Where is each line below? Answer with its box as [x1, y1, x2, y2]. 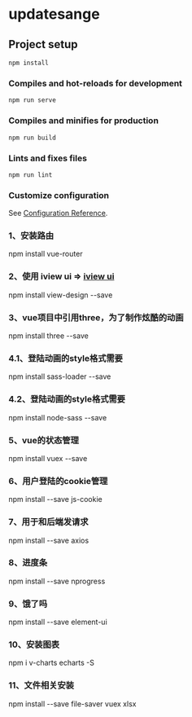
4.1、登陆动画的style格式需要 [8, 353, 124, 363]
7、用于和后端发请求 [8, 517, 89, 528]
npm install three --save [8, 331, 89, 341]
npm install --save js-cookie [8, 495, 103, 504]
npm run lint [8, 170, 53, 179]
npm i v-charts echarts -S [8, 658, 95, 668]
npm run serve [8, 96, 57, 104]
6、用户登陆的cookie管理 [8, 475, 108, 486]
